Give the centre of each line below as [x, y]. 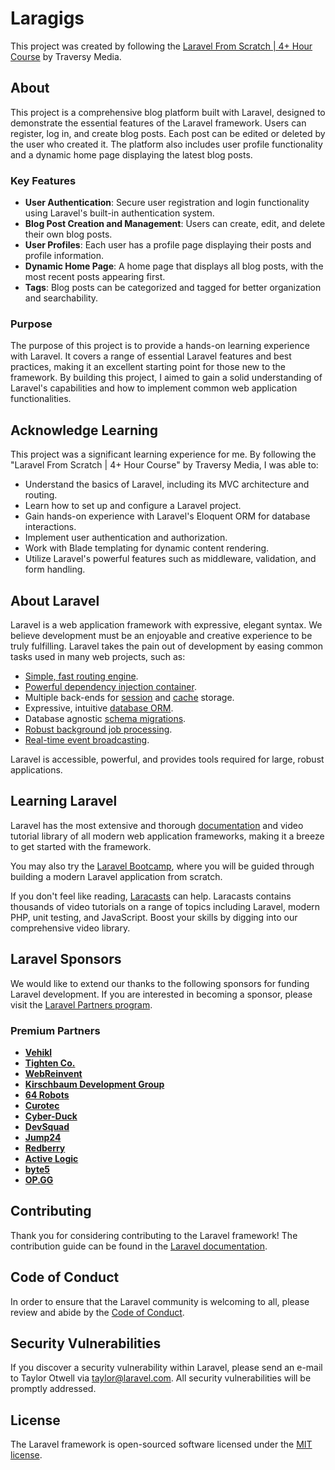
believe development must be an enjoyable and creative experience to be [161, 635]
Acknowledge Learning [84, 430]
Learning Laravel [64, 801]
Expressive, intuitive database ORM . [99, 708]
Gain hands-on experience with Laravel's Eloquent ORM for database [167, 516]
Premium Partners [55, 1030]
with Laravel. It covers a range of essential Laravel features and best [151, 356]
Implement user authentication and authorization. [126, 538]
